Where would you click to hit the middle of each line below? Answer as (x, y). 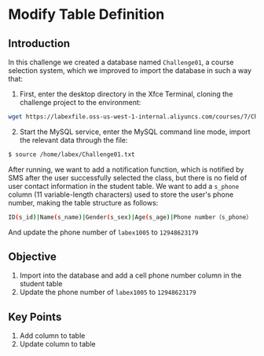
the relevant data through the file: (73, 140)
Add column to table (52, 336)
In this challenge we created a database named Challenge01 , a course (121, 62)
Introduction (39, 44)
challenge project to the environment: (80, 102)
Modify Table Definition (86, 15)
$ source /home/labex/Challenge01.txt (71, 154)
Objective (33, 257)
